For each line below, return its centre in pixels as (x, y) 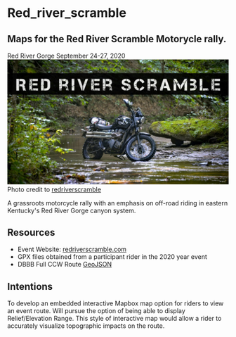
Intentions (30, 286)
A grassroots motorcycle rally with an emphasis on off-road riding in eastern (118, 203)
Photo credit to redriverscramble (54, 189)
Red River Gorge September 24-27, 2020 (66, 56)
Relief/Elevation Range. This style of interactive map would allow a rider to (114, 319)
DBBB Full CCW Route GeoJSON (65, 265)
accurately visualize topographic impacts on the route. (86, 326)
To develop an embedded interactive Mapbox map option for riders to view (116, 303)
